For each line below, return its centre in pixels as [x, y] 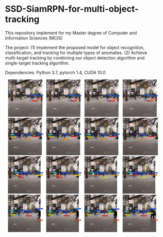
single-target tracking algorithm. [37, 63]
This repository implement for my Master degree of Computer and [71, 33]
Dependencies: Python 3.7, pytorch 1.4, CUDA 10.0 [55, 72]
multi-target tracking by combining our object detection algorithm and [75, 58]
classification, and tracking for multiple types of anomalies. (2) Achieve [76, 53]
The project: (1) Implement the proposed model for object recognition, [75, 47]
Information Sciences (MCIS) [34, 38]
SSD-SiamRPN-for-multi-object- [72, 9]
